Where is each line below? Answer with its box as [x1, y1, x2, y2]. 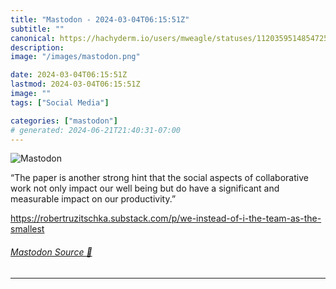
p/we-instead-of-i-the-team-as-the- [171, 212, 322, 225]
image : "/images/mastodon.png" [10, 52, 141, 62]
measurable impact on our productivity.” [10, 193, 177, 205]
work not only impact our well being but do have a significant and [10, 182, 280, 195]
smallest [10, 223, 45, 235]
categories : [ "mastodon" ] [10, 116, 118, 126]
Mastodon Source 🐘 [10, 246, 93, 258]
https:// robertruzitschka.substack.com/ [10, 212, 172, 225]
